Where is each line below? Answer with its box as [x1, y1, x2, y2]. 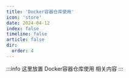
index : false [6, 25, 39, 32]
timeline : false [6, 31, 47, 37]
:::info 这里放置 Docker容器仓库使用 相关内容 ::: [6, 65, 124, 72]
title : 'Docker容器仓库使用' [6, 8, 74, 15]
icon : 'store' [6, 14, 42, 20]
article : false [6, 37, 45, 43]
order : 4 [12, 48, 34, 54]
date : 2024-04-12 [6, 20, 50, 26]
